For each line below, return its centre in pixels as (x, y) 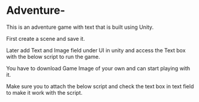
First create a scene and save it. (46, 38)
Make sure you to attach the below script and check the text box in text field (100, 86)
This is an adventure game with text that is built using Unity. (80, 27)
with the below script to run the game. (53, 56)
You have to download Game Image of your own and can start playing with (98, 68)
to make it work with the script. (44, 92)
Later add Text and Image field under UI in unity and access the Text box (96, 50)
